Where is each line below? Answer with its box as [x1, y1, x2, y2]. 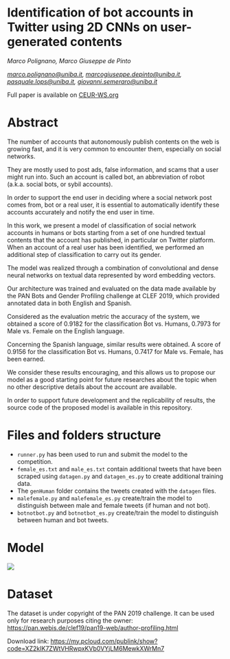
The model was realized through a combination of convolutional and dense [7, 263, 219, 272]
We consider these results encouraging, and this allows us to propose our [7, 368, 216, 376]
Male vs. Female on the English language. [7, 326, 125, 335]
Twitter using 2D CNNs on [7, 19, 158, 35]
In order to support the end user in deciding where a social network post [7, 193, 212, 201]
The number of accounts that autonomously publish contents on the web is [7, 137, 220, 146]
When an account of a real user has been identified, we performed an [7, 243, 205, 252]
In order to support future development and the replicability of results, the [7, 396, 216, 404]
